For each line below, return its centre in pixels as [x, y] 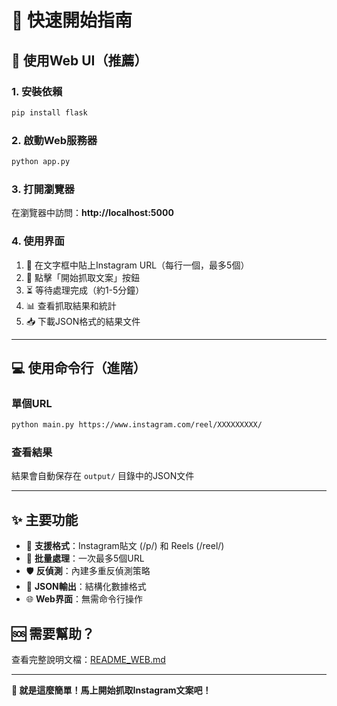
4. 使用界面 [38, 241]
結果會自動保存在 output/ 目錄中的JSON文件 [103, 476]
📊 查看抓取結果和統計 [71, 305]
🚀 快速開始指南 [72, 20]
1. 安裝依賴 [37, 91]
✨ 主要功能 [45, 519]
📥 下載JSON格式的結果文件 [83, 321]
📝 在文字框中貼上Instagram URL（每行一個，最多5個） [137, 265]
